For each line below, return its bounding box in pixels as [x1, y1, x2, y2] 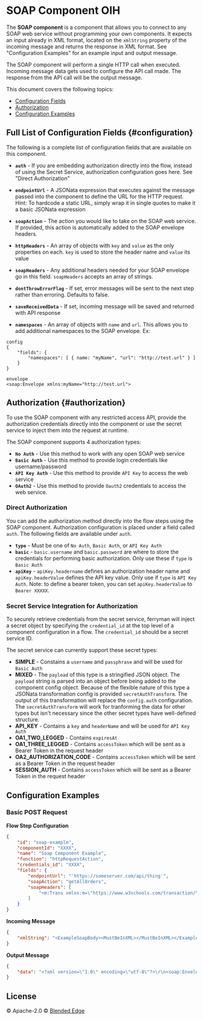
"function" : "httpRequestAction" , [17, 856, 104, 862]
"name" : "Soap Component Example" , [17, 850, 107, 857]
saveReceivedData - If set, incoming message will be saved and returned [14, 303, 195, 310]
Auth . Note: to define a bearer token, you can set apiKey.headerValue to [14, 580, 193, 587]
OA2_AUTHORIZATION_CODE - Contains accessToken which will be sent [14, 754, 196, 761]
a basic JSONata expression [14, 205, 86, 213]
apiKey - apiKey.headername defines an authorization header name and [14, 567, 190, 575]
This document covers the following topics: [6, 85, 114, 92]
